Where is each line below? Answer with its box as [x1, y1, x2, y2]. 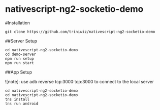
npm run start [5, 60, 34, 65]
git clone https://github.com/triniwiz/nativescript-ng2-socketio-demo [5, 29, 155, 34]
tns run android [5, 101, 38, 106]
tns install [5, 97, 30, 102]
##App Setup [5, 69, 32, 75]
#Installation [5, 20, 31, 26]
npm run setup [5, 56, 34, 61]
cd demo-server [5, 52, 36, 57]
